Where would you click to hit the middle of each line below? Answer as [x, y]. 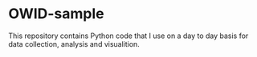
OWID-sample [56, 14]
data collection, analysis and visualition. [74, 44]
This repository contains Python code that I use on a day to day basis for [128, 36]
